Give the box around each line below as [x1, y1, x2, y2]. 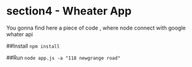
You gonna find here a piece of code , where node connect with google [6, 24, 186, 31]
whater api [6, 30, 34, 37]
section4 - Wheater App [6, 4, 132, 18]
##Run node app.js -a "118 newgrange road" [6, 54, 120, 61]
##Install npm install [6, 42, 60, 49]
